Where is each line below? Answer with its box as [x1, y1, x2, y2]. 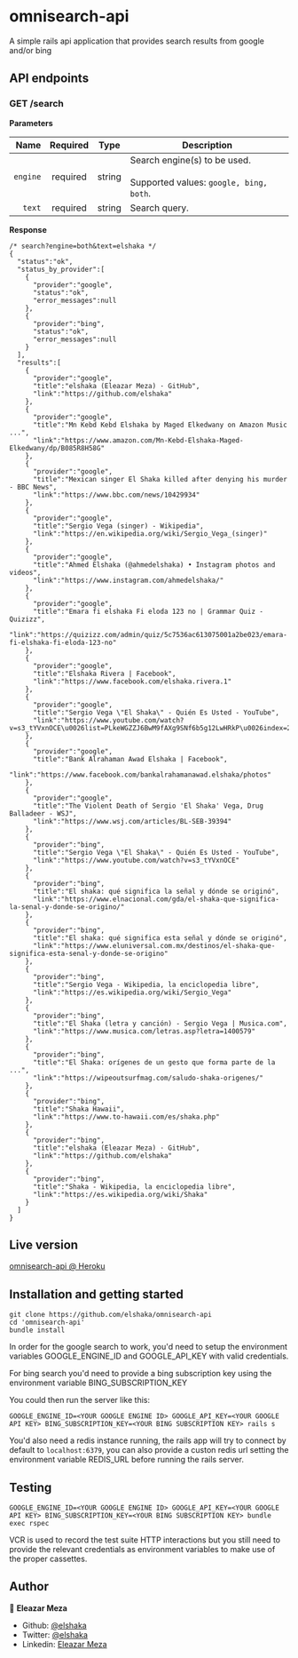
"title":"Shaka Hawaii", [32, 1104, 125, 1113]
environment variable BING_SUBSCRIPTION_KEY [9, 1377, 188, 1388]
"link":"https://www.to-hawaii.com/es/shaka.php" [32, 1112, 220, 1121]
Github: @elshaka [21, 1620, 87, 1630]
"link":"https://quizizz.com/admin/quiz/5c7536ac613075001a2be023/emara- [9, 630, 288, 639]
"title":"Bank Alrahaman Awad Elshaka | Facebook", [32, 754, 228, 763]
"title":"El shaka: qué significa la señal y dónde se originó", [32, 887, 279, 896]
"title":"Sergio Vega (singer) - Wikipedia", [32, 522, 204, 530]
